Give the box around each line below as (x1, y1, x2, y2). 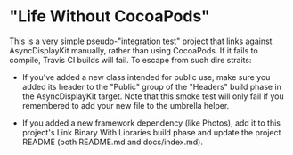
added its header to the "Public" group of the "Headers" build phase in (21, 81, 282, 92)
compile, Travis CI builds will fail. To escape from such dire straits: (9, 54, 252, 65)
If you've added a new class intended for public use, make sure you (21, 71, 271, 82)
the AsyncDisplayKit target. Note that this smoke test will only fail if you (21, 91, 284, 102)
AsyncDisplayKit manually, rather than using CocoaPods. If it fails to (9, 45, 258, 55)
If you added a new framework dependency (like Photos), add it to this (21, 118, 281, 128)
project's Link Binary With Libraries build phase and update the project (21, 126, 281, 137)
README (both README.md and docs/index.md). (21, 136, 203, 147)
